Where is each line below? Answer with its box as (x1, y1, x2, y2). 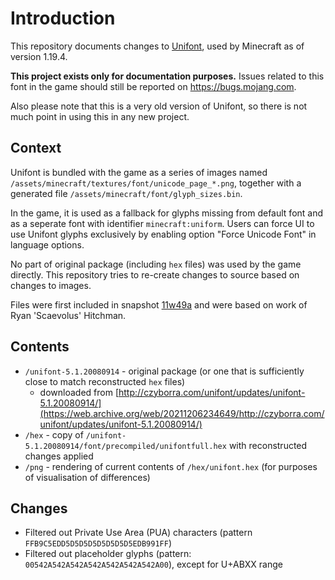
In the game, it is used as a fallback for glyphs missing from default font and (10, 207, 324, 219)
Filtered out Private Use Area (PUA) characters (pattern (24, 527, 253, 539)
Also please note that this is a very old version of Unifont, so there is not (10, 100, 308, 112)
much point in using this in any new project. (10, 110, 190, 122)
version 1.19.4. (10, 50, 68, 62)
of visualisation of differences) (24, 471, 151, 483)
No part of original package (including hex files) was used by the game (10, 258, 302, 270)
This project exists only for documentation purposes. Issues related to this (10, 70, 325, 82)
